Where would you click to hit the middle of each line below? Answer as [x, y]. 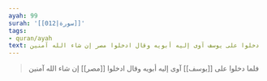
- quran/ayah [30, 38]
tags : [17, 30]
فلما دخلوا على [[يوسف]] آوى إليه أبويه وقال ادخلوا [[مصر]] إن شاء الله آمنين [144, 68]
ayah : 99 [23, 16]
